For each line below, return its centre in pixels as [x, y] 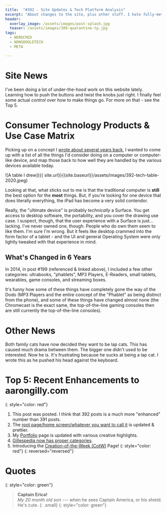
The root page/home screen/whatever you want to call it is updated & [83, 425]
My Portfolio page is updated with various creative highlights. [75, 436]
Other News [30, 330]
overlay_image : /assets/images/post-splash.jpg [60, 24]
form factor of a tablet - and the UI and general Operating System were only [83, 236]
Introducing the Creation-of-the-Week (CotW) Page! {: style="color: [82, 446]
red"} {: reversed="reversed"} [43, 451]
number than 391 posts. [37, 420]
